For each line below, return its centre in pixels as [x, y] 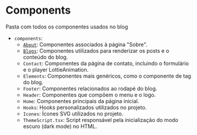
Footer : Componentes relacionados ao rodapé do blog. [90, 88]
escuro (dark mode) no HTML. [60, 126]
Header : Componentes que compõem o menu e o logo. [89, 95]
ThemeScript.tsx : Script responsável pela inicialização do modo [101, 120]
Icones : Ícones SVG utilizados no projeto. [73, 114]
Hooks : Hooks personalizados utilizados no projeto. [85, 107]
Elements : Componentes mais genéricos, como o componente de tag [107, 76]
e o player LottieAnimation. [56, 69]
